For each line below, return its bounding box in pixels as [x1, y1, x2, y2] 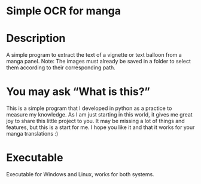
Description [6, 32, 66, 45]
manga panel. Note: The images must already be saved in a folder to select [6, 58, 191, 65]
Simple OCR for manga [6, 4, 121, 18]
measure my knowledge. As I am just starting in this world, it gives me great [6, 111, 193, 118]
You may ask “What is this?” [6, 85, 151, 99]
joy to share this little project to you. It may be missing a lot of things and [6, 118, 185, 125]
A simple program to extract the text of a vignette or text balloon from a [6, 51, 182, 59]
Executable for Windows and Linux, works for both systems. [6, 171, 154, 177]
